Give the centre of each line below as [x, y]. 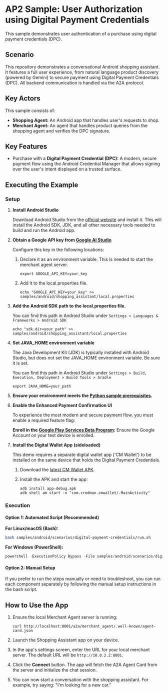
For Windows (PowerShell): [34, 547]
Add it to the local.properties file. [54, 283]
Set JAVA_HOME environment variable [53, 343]
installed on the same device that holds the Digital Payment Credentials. [86, 460]
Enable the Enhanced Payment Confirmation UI [62, 405]
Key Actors [23, 98]
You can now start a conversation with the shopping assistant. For [80, 679]
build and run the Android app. [44, 230]
